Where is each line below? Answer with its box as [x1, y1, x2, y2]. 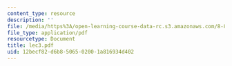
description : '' [7, 16, 54, 23]
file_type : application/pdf [7, 29, 88, 36]
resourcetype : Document [7, 36, 76, 43]
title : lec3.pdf [7, 42, 54, 49]
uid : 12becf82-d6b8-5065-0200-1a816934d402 [7, 49, 135, 56]
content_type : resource [7, 10, 76, 17]
